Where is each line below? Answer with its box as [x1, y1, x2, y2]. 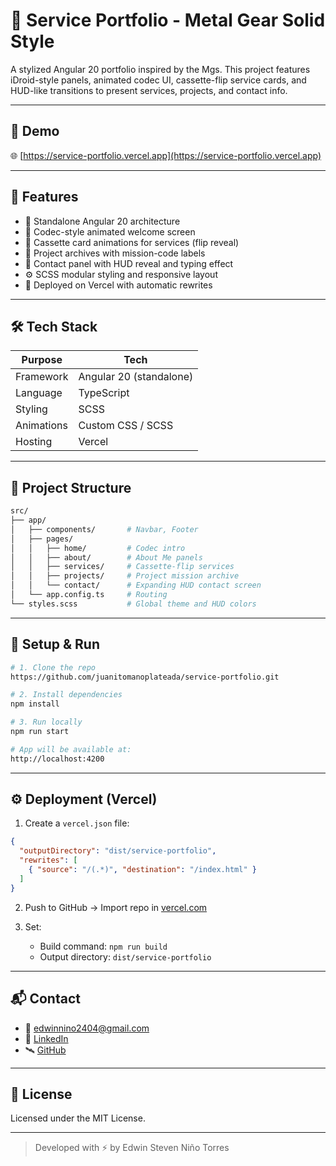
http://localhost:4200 [10, 754, 105, 764]
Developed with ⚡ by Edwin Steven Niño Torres [34, 1142, 230, 1154]
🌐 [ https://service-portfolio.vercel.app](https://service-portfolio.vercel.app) [10, 149, 322, 161]
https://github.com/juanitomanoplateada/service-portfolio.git [10, 672, 280, 682]
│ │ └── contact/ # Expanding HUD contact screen [10, 580, 262, 591]
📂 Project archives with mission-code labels [24, 247, 206, 259]
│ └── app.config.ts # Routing [10, 590, 168, 600]
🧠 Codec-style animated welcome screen [24, 225, 196, 238]
